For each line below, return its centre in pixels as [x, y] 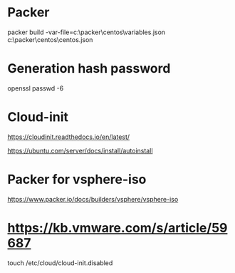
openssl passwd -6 [36, 88]
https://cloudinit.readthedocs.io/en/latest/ [69, 137]
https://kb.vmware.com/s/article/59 [117, 228]
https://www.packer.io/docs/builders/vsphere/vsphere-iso [93, 199]
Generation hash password [89, 69]
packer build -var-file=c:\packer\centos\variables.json [87, 32]
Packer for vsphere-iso [77, 180]
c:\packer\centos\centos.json [50, 39]
